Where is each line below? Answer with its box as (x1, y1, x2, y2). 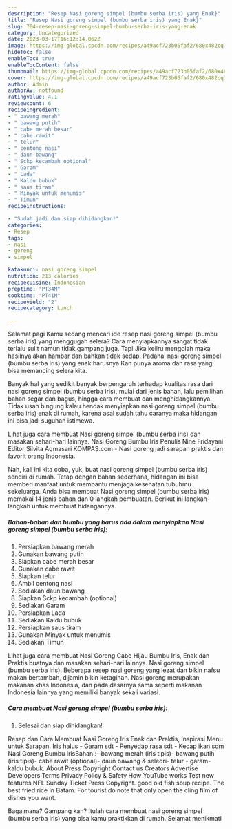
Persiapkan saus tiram (17, 623, 81, 632)
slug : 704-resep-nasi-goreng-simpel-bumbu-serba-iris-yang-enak (8, 23, 196, 30)
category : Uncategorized (8, 29, 79, 37)
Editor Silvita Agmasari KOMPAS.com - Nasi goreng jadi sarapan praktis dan (8, 445, 223, 453)
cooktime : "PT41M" (8, 292, 61, 299)
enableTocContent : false (8, 61, 79, 68)
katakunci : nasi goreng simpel (8, 267, 98, 274)
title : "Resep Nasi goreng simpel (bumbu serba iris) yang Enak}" (8, 17, 202, 23)
